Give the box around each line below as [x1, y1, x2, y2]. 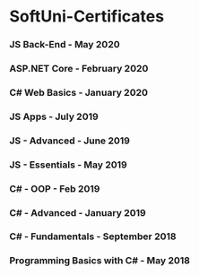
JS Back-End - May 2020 [9, 39, 120, 51]
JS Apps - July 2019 [9, 110, 99, 123]
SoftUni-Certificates [9, 6, 164, 27]
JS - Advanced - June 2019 [9, 134, 130, 147]
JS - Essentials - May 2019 [9, 159, 127, 171]
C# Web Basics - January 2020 [9, 86, 149, 99]
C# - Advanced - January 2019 [9, 206, 146, 219]
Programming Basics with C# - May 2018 [9, 254, 191, 267]
